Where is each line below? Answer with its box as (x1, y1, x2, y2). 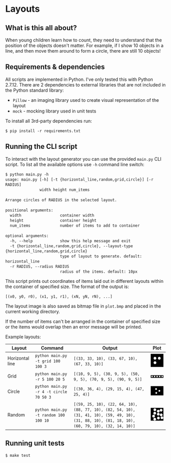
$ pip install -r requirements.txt (5, 128, 81, 134)
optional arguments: (5, 233, 49, 238)
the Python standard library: (5, 87, 64, 93)
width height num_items (39, 187, 90, 192)
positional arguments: (5, 208, 53, 213)
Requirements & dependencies (5, 62, 105, 72)
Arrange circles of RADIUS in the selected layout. (5, 197, 117, 203)
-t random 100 (35, 413, 65, 418)
